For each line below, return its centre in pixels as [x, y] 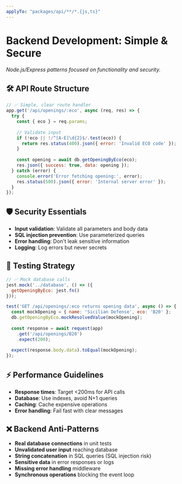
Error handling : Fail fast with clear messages [69, 410]
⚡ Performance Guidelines [55, 375]
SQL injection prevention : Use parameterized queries [80, 235]
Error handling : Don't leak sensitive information [72, 241]
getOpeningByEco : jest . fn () [46, 291]
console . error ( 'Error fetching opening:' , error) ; [80, 176]
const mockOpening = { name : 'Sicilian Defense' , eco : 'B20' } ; [91, 312]
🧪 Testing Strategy [40, 266]
